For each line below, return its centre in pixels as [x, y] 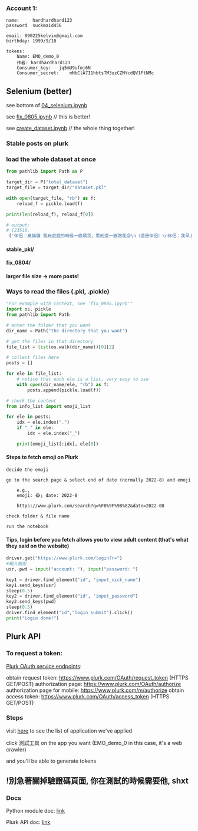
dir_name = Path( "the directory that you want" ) [67, 331]
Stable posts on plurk [37, 144]
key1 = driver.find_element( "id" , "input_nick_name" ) [74, 580]
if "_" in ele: [35, 428]
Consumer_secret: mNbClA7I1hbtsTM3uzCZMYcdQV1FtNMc [85, 73]
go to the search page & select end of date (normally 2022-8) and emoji [99, 480]
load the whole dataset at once [51, 159]
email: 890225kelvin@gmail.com [44, 36]
